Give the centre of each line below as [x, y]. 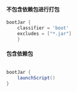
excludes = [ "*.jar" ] [44, 33]
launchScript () [36, 78]
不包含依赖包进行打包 [33, 9]
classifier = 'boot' [43, 28]
